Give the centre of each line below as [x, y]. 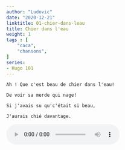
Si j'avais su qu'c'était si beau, [51, 106]
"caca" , [27, 46]
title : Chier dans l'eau [37, 29]
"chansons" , [32, 51]
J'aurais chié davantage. [39, 116]
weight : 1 [19, 34]
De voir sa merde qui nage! [42, 95]
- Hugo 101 [20, 68]
